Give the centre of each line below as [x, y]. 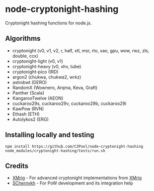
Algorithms [23, 39]
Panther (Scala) [28, 93]
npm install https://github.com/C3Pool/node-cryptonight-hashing [74, 146]
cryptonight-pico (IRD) [35, 72]
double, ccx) [25, 56]
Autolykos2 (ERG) [30, 119]
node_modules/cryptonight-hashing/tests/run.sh [55, 151]
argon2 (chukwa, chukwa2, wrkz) [47, 77]
